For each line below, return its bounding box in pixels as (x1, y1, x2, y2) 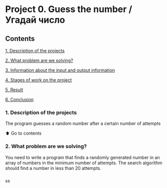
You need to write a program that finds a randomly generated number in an (5, 154, 160, 160)
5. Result (5, 87, 24, 93)
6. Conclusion (5, 97, 34, 102)
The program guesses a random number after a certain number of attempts (5, 120, 161, 127)
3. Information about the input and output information (5, 67, 115, 73)
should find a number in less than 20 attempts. (5, 165, 102, 171)
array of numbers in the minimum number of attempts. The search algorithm (5, 160, 162, 166)
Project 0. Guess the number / (5, 4, 132, 15)
